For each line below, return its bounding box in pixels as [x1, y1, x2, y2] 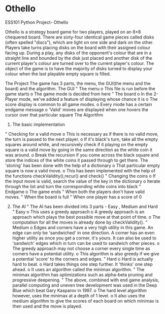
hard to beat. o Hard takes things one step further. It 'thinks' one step [12, 261, 153, 267]
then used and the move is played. [12, 303, 82, 309]
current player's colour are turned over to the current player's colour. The [5, 60, 154, 66]
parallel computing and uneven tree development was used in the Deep [12, 282, 158, 288]
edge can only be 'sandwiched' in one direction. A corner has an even [12, 230, 155, 235]
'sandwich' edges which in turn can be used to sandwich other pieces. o [12, 240, 160, 246]
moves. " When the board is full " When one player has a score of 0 [5, 194, 142, 200]
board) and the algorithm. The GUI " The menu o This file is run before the [5, 85, 156, 91]
